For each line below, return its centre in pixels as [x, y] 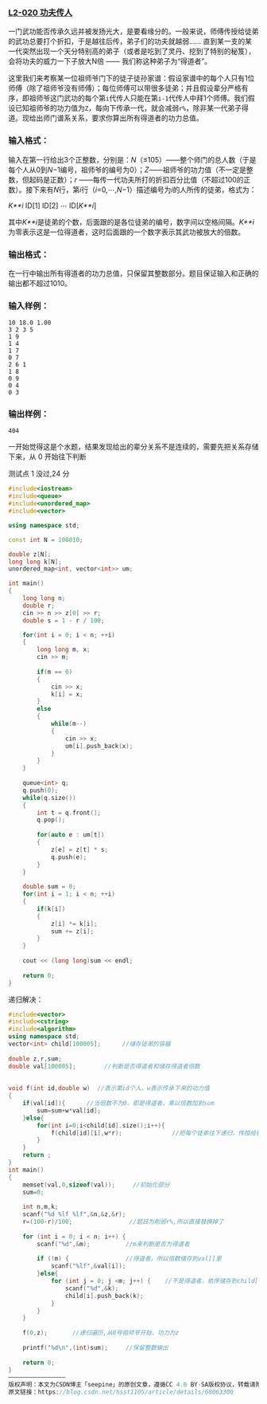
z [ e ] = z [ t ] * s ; [79, 849]
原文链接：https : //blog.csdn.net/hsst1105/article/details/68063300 [121, 1392]
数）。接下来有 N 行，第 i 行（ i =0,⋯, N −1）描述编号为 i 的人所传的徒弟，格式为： [132, 190]
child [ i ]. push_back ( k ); [104, 1296]
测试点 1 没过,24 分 [39, 474]
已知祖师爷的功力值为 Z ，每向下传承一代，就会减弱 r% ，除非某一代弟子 [128, 108]
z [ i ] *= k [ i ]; [74, 924]
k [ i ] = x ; [67, 694]
